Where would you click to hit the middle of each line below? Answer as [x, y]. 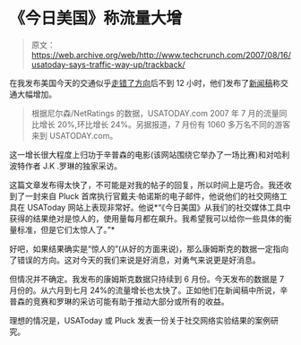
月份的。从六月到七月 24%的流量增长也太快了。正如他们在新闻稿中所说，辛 [149, 290]
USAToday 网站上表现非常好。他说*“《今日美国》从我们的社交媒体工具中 [159, 207]
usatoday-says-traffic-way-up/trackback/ [108, 65]
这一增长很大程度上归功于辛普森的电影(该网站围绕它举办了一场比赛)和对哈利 [150, 154]
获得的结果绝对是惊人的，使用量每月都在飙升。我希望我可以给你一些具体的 [146, 218]
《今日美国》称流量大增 [96, 18]
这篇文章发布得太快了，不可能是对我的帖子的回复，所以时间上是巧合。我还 [146, 185]
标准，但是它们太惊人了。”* [66, 229]
